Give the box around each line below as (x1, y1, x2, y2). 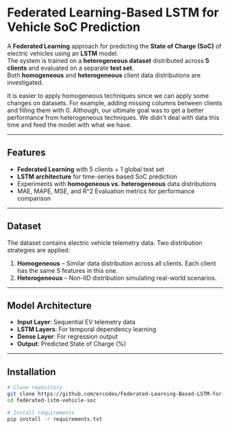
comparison (16, 194, 51, 203)
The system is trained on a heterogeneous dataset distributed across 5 (7, 56, 210, 64)
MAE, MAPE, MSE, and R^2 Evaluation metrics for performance (16, 187, 195, 195)
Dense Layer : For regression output (16, 333, 118, 341)
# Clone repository (7, 385, 63, 391)
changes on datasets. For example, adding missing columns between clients (7, 99, 222, 107)
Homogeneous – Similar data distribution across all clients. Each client (16, 259, 216, 268)
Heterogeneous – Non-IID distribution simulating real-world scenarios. (16, 274, 217, 282)
